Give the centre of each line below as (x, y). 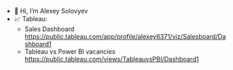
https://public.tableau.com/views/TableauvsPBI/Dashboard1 (112, 59)
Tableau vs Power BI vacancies (70, 52)
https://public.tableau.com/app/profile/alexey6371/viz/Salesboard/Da (125, 36)
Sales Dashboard (49, 29)
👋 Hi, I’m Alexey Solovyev (51, 11)
